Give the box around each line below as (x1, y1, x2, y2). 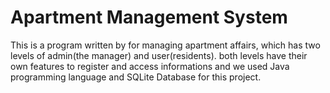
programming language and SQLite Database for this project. (10, 71, 262, 83)
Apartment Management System (10, 6, 288, 29)
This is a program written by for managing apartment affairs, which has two (10, 39, 321, 51)
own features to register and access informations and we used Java (10, 60, 290, 72)
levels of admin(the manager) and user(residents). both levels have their (10, 49, 308, 61)
